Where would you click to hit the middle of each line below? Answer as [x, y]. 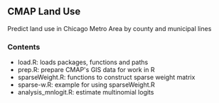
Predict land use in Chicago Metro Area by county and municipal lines [109, 28]
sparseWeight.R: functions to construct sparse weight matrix [106, 78]
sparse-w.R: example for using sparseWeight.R [86, 85]
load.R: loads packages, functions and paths [83, 62]
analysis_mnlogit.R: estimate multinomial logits [86, 92]
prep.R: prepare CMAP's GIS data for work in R [86, 70]
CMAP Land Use [44, 12]
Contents [24, 47]
